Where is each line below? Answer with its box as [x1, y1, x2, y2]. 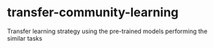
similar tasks [7, 34, 42, 42]
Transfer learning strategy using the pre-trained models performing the [7, 27, 208, 35]
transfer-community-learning [7, 5, 179, 20]
